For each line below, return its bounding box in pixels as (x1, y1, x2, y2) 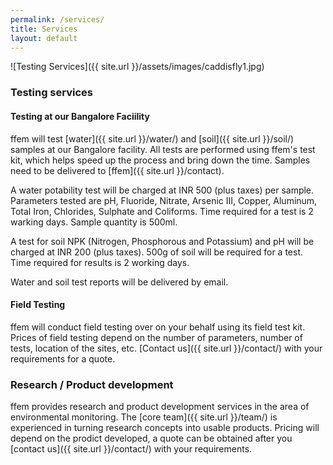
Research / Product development (10, 377, 174, 391)
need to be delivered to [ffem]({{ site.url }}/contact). (10, 164, 225, 176)
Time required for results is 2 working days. (10, 256, 190, 268)
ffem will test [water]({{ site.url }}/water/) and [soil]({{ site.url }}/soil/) (10, 132, 295, 145)
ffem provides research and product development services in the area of (10, 401, 310, 412)
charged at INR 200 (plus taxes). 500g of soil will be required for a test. (10, 246, 304, 258)
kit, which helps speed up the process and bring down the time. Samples (10, 154, 311, 166)
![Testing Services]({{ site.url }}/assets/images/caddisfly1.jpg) (10, 61, 265, 73)
